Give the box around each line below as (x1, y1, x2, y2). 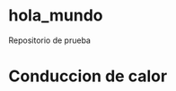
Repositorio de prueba (8, 35, 92, 45)
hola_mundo (8, 5, 103, 26)
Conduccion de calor (8, 66, 168, 87)
